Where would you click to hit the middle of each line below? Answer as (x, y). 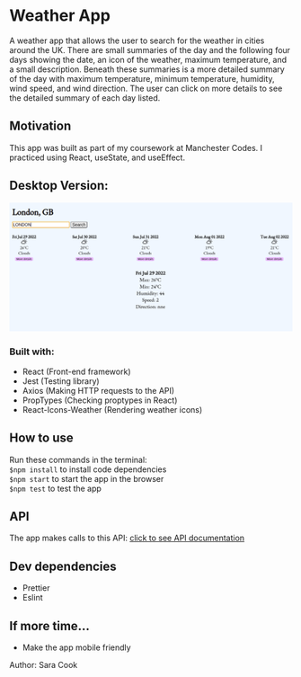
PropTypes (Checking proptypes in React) (100, 400)
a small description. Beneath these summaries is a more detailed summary (147, 69)
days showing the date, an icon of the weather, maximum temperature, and (148, 59)
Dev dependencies (63, 566)
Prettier (36, 588)
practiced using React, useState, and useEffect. (97, 157)
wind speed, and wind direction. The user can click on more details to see (146, 88)
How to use (41, 438)
